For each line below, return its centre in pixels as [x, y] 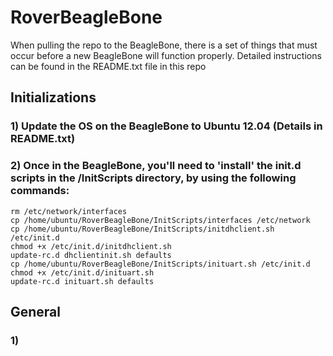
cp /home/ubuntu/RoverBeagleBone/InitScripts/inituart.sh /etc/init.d [160, 264]
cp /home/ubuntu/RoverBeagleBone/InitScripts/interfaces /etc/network [160, 220]
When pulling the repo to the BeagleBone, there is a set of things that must [164, 45]
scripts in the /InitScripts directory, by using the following [153, 178]
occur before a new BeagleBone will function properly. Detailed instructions [166, 55]
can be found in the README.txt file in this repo [108, 66]
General [36, 311]
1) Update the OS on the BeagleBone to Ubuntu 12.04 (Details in [166, 126]
